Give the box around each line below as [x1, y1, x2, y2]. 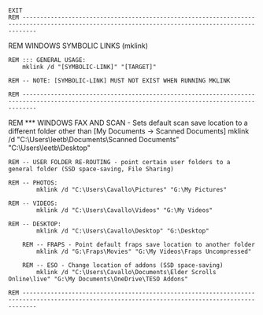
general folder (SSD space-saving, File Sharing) [8, 165, 175, 173]
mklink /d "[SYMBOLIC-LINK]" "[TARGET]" [22, 63, 157, 71]
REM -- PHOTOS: [8, 179, 58, 187]
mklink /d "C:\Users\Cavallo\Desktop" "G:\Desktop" [36, 227, 210, 235]
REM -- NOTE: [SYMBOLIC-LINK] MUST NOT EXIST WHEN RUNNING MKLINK [8, 77, 231, 85]
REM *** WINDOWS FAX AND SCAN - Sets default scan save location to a [8, 118, 248, 127]
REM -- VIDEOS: [8, 200, 58, 207]
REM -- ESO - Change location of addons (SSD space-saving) [22, 262, 224, 269]
